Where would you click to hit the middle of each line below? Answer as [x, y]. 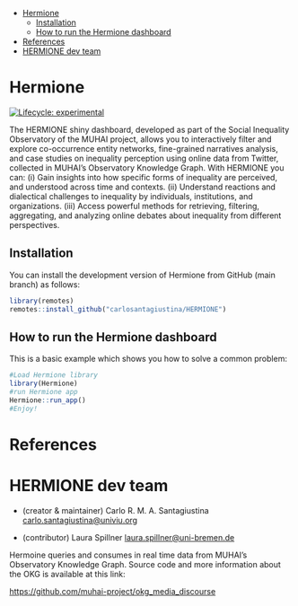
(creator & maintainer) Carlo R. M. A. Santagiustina [115, 510]
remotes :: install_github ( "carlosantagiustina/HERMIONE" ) [118, 309]
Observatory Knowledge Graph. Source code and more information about [145, 564]
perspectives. [35, 224]
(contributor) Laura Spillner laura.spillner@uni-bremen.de [128, 537]
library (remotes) [42, 301]
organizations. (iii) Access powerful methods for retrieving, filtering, [135, 206]
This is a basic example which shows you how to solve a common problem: [148, 359]
